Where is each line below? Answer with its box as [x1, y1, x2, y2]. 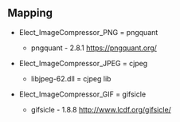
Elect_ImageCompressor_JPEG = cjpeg [18, 58, 148, 68]
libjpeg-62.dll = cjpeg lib [30, 73, 112, 83]
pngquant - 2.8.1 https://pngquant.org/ [30, 43, 157, 53]
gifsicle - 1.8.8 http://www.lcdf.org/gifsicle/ [30, 104, 172, 114]
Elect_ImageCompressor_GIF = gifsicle [18, 89, 147, 99]
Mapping [7, 6, 53, 20]
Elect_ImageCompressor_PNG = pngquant [18, 27, 158, 37]
